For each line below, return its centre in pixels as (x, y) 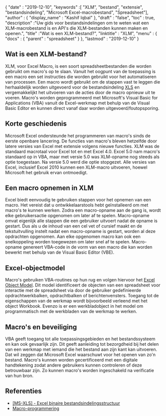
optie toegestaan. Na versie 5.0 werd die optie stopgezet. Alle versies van (80, 162)
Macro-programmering (36, 408)
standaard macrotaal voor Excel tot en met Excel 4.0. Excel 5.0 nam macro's (83, 151)
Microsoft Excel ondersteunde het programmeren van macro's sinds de (78, 136)
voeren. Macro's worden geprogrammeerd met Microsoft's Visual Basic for (82, 97)
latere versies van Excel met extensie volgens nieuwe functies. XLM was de (82, 146)
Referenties (24, 391)
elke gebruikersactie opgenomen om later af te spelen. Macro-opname (77, 216)
